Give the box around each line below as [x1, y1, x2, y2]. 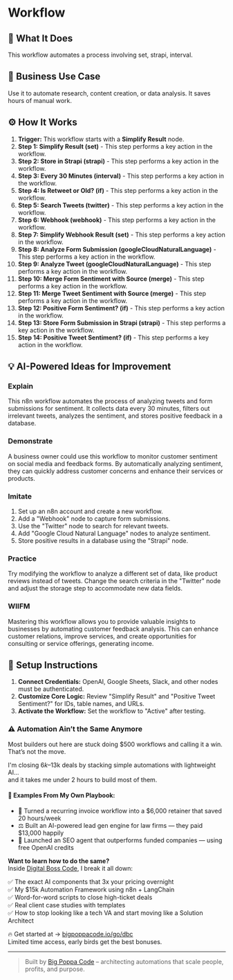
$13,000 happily [17, 829, 64, 837]
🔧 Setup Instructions [8, 659, 98, 671]
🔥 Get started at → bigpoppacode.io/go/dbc [8, 930, 133, 938]
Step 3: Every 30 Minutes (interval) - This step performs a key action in [17, 172, 224, 180]
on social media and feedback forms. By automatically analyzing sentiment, [8, 459, 223, 468]
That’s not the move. [8, 747, 66, 755]
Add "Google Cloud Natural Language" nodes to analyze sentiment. [17, 529, 211, 537]
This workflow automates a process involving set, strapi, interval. [8, 50, 193, 59]
